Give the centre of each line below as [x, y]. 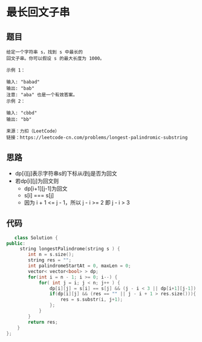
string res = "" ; [50, 260]
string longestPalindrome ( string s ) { [70, 249]
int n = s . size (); [51, 255]
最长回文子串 [38, 12]
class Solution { [36, 238]
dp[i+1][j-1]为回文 [46, 188]
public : [16, 243]
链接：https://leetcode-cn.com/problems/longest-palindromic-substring [97, 137]
